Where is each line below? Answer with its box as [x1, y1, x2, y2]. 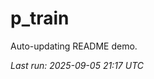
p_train [10, 7, 70, 30]
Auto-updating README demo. [10, 40, 138, 52]
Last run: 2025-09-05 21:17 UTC [10, 59, 144, 71]
